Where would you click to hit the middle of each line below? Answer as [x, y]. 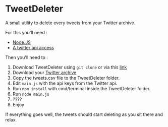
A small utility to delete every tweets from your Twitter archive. [70, 23]
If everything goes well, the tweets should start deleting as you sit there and [84, 114]
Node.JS [22, 42]
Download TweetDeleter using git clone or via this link [70, 67]
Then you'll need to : [26, 57]
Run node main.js [31, 94]
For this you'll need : [26, 32]
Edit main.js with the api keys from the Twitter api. [65, 83]
